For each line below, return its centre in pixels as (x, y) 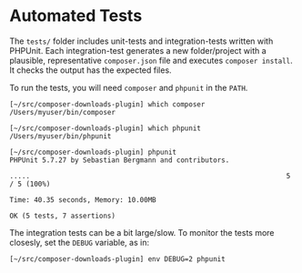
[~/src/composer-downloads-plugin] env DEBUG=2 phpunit (117, 259)
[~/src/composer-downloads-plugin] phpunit (93, 152)
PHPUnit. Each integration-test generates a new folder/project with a (138, 50)
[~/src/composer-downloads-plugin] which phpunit (106, 128)
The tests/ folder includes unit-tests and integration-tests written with (141, 41)
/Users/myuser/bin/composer (63, 112)
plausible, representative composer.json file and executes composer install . (151, 60)
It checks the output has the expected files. (91, 70)
